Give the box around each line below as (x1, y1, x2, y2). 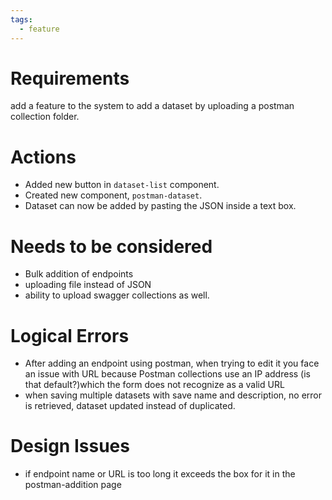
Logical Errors (10, 324, 130, 347)
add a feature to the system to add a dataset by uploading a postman (10, 100, 295, 112)
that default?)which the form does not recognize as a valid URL (24, 379, 285, 391)
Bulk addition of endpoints (24, 268, 134, 280)
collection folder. (10, 111, 80, 123)
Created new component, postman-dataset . (24, 189, 203, 201)
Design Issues (10, 435, 130, 458)
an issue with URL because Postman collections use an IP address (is (24, 368, 311, 380)
